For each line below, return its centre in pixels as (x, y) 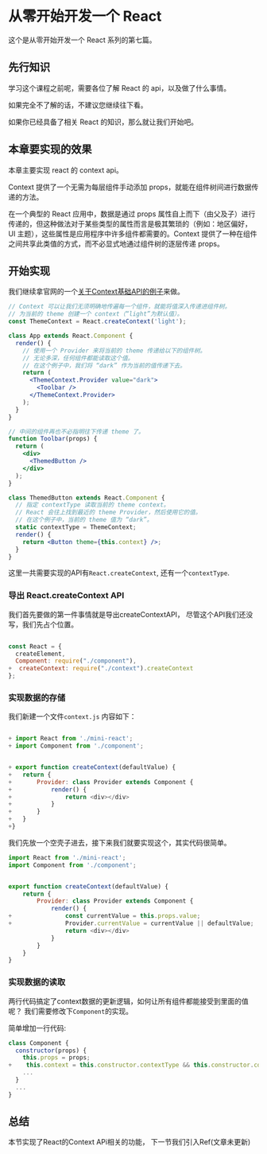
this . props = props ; (56, 1058)
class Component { (39, 1043)
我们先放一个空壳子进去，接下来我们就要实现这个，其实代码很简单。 (120, 842)
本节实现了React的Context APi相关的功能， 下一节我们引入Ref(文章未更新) (130, 1142)
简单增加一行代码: (37, 1028)
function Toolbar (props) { (53, 439)
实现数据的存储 (37, 697)
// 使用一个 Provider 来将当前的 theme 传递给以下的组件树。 (114, 351)
